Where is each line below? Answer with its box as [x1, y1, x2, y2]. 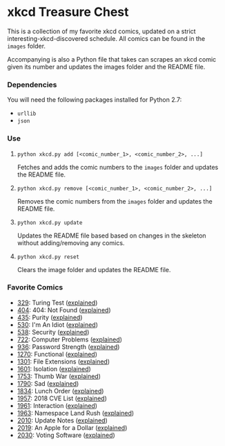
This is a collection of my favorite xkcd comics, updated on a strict [7, 27, 196, 35]
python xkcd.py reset [17, 253, 79, 260]
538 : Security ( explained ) [17, 328, 90, 336]
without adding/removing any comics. [17, 238, 125, 247]
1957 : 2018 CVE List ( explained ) [17, 394, 107, 402]
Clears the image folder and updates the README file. [17, 265, 171, 274]
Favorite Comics [7, 283, 63, 292]
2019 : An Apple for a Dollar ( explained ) [17, 423, 128, 431]
